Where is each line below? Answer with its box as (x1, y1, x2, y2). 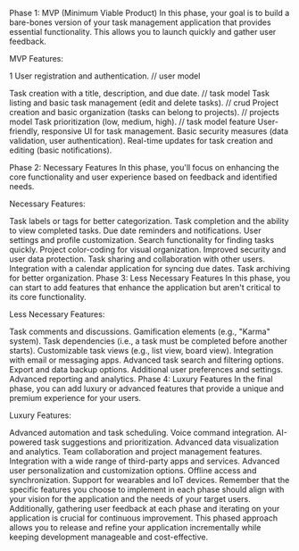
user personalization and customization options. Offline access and (9, 465, 257, 476)
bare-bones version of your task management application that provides (9, 17, 271, 28)
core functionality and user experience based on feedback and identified (9, 171, 278, 182)
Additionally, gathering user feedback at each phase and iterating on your (9, 504, 280, 513)
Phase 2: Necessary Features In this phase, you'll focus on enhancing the (9, 163, 279, 172)
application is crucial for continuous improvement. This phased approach (9, 513, 278, 523)
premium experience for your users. (9, 393, 141, 403)
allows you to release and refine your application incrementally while (9, 522, 262, 532)
